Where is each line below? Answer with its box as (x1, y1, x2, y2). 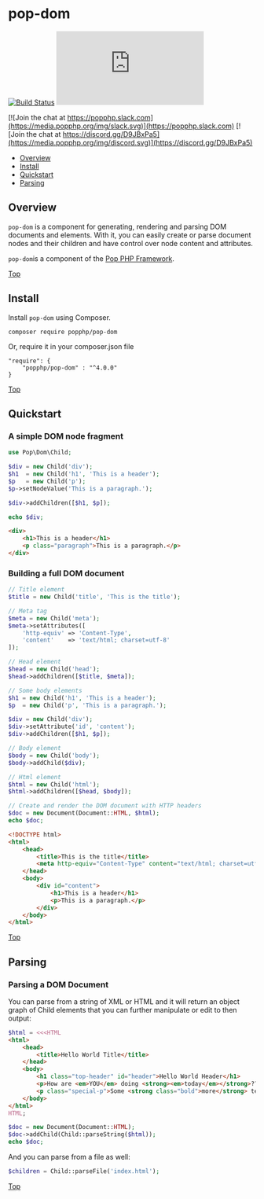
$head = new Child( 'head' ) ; (8, 665, 101, 673)
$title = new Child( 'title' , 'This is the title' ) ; (8, 593, 181, 601)
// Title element (8, 586, 65, 594)
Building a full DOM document (8, 568, 125, 579)
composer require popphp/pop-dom (8, 328, 118, 336)
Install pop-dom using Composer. (8, 312, 112, 322)
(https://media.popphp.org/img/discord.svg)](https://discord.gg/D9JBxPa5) (8, 138, 253, 147)
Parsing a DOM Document (8, 979, 108, 990)
